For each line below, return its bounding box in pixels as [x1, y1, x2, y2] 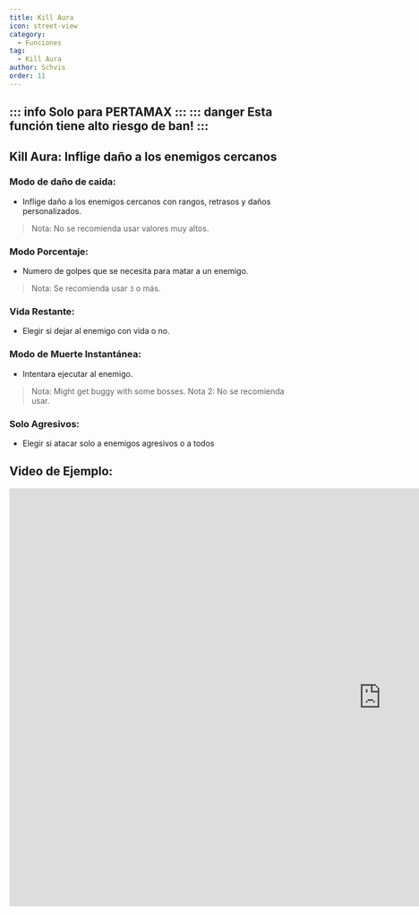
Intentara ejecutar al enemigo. [21, 368, 133, 379]
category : [9, 30, 47, 38]
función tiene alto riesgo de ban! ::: [9, 118, 209, 134]
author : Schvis [9, 64, 66, 73]
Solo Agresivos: [9, 417, 81, 430]
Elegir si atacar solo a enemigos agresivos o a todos [21, 438, 215, 449]
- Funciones [17, 38, 63, 47]
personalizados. [21, 205, 82, 216]
